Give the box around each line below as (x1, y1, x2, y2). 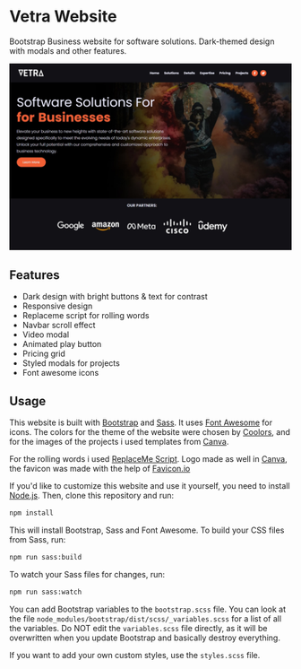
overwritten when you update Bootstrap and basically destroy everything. (9, 632, 280, 643)
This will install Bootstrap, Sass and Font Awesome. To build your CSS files (9, 525, 285, 535)
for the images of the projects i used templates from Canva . (9, 437, 229, 447)
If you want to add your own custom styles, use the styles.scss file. (9, 649, 261, 660)
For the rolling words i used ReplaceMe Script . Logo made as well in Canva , (9, 454, 288, 465)
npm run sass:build (9, 553, 82, 562)
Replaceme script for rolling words (21, 310, 150, 321)
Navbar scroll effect (21, 320, 96, 331)
